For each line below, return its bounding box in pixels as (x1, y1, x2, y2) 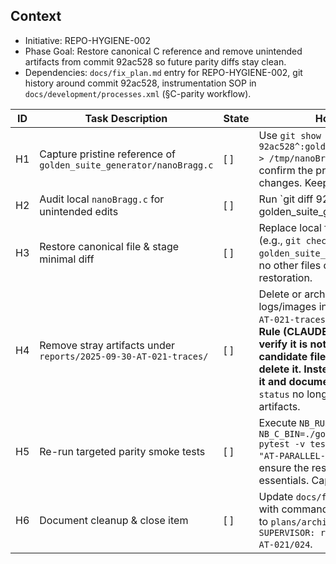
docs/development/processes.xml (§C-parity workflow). (24, 87, 252, 99)
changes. (258, 175, 303, 189)
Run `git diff (258, 192, 314, 206)
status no (258, 387, 305, 401)
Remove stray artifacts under (39, 338, 176, 352)
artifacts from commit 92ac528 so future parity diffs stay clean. (24, 55, 287, 68)
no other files (258, 258, 322, 272)
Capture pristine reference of (39, 147, 176, 161)
